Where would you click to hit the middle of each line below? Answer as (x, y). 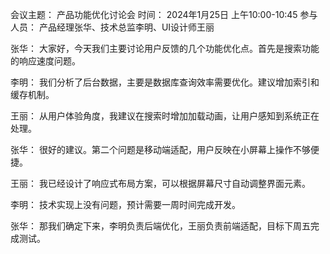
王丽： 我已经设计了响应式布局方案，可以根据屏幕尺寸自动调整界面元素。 (160, 183)
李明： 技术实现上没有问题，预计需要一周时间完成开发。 (125, 204)
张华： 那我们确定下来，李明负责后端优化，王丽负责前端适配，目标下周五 (160, 226)
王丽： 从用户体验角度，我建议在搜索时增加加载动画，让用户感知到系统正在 (165, 116)
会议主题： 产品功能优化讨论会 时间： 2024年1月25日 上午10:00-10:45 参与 (164, 14)
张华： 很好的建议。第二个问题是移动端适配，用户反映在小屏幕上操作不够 (160, 149)
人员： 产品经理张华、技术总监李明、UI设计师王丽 (112, 27)
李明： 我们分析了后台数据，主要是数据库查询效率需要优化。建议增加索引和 (165, 82)
